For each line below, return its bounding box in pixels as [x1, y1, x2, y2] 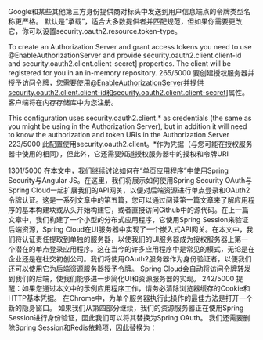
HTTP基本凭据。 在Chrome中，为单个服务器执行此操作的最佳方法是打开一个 [8, 294, 253, 302]
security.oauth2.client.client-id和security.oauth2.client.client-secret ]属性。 [8, 88, 249, 97]
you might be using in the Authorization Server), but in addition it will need [8, 122, 247, 131]
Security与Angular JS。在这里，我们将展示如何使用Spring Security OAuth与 [8, 176, 253, 185]
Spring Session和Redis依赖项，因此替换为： [14, 323, 157, 332]
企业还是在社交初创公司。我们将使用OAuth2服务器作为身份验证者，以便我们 [8, 254, 252, 263]
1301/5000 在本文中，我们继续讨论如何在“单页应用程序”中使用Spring [8, 166, 229, 175]
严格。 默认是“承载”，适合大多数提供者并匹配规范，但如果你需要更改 [21, 16, 243, 26]
